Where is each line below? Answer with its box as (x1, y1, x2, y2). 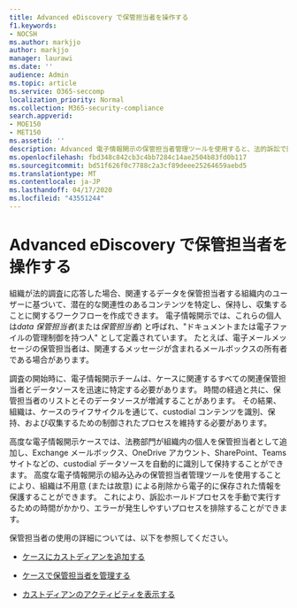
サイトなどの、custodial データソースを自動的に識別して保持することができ (9, 458, 285, 469)
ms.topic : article (9, 79, 77, 88)
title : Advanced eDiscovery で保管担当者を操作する (9, 12, 189, 22)
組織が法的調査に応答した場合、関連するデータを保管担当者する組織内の (9, 288, 272, 298)
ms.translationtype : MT (9, 169, 97, 178)
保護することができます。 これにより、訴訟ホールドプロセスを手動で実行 (9, 491, 274, 502)
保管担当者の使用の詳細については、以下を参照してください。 (9, 532, 233, 543)
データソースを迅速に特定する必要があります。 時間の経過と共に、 (32, 384, 274, 395)
